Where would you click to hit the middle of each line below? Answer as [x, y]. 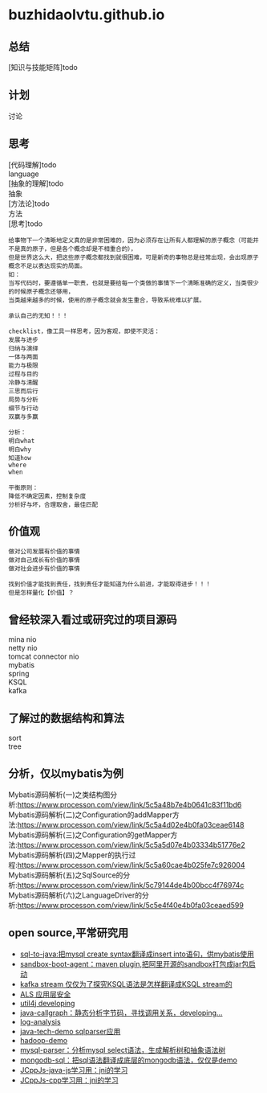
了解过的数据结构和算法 [66, 718]
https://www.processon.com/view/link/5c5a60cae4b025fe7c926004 [131, 865]
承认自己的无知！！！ [38, 315]
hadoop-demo [44, 1040]
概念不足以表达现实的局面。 [47, 266]
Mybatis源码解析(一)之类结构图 [59, 795]
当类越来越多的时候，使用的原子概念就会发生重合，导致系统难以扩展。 [107, 300]
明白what [22, 441]
